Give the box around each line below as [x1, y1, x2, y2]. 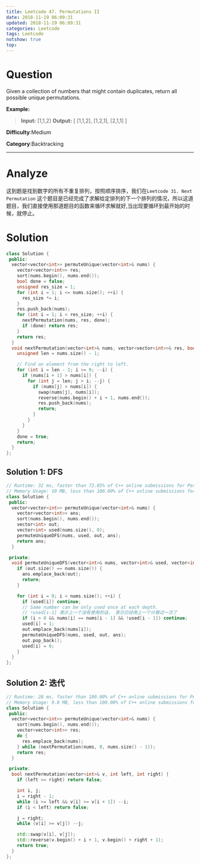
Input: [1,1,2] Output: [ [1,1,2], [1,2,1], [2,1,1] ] [20, 117, 127, 124]
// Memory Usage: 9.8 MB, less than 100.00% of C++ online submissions [6, 700, 187, 706]
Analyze [6, 167, 48, 180]
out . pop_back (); [21, 637, 62, 643]
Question [6, 68, 52, 81]
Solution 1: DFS [6, 467, 63, 477]
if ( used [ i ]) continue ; [21, 599, 82, 605]
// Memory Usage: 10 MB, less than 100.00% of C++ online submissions [6, 488, 185, 494]
